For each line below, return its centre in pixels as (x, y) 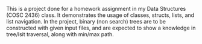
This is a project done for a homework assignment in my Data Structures (96, 9)
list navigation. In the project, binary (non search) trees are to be (86, 21)
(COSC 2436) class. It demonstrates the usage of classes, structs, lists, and (100, 15)
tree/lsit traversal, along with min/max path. (60, 34)
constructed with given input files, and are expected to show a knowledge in (101, 28)
